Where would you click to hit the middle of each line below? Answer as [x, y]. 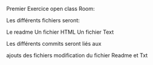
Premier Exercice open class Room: [51, 9]
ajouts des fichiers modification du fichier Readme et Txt [77, 55]
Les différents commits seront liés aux [54, 44]
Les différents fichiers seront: [43, 20]
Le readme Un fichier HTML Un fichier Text [60, 32]
